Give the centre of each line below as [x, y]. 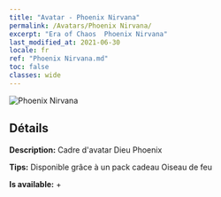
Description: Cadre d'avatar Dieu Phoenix [86, 150]
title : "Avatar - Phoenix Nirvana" [75, 17]
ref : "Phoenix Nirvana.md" [59, 59]
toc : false [29, 67]
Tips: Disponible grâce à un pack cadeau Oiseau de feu [110, 167]
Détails [29, 128]
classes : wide [35, 75]
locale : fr [29, 51]
